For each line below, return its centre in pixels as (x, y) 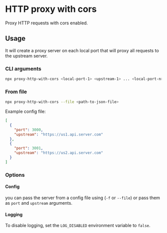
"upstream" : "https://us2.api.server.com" (59, 153)
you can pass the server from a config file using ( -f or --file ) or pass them (83, 198)
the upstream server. (27, 56)
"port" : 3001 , (29, 148)
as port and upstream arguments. (39, 203)
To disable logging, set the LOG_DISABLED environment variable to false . (78, 226)
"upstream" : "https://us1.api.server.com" (59, 134)
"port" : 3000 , (29, 130)
